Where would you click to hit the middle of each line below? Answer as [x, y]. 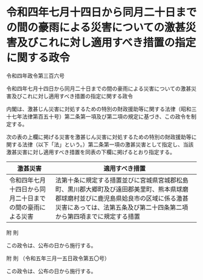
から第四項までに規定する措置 [98, 217]
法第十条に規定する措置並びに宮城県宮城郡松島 [122, 180]
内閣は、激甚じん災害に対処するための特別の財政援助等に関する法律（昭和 [99, 109]
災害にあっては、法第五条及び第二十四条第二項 [122, 207]
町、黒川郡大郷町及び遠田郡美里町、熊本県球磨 [122, 189]
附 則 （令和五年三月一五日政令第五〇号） [58, 258]
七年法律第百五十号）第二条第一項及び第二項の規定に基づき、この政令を [101, 116]
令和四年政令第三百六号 [35, 76]
